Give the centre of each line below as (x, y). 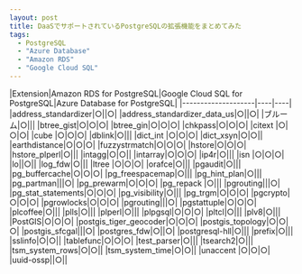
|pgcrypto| (270, 192)
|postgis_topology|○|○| (244, 221)
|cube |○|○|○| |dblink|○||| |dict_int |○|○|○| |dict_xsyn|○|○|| (147, 135)
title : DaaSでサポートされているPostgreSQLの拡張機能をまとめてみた (125, 26)
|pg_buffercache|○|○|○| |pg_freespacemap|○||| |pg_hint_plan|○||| (136, 173)
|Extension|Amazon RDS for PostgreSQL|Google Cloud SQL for (126, 93)
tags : (19, 34)
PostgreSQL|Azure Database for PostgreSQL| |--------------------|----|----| (151, 103)
